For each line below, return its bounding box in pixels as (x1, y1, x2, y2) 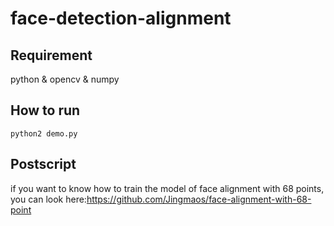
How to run (10, 102, 81, 119)
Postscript (10, 156, 77, 173)
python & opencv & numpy (10, 73, 120, 85)
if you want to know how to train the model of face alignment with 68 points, (10, 182, 325, 194)
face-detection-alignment (10, 7, 232, 30)
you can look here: (10, 193, 87, 205)
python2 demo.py (10, 128, 78, 139)
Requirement (10, 47, 93, 64)
